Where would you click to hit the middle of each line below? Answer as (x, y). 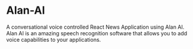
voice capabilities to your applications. (54, 39)
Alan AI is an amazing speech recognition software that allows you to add (97, 33)
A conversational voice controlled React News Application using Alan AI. (95, 27)
